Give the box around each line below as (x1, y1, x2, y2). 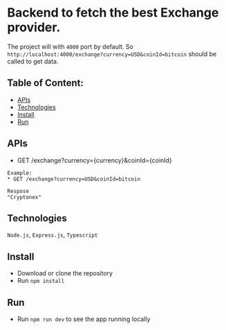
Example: (7, 169, 32, 176)
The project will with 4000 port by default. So (7, 42, 133, 51)
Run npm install (17, 277, 65, 285)
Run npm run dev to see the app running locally (17, 315, 151, 323)
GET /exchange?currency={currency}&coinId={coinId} (17, 156, 173, 164)
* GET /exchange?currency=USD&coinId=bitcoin (7, 175, 140, 183)
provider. (7, 19, 61, 35)
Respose (7, 187, 30, 194)
